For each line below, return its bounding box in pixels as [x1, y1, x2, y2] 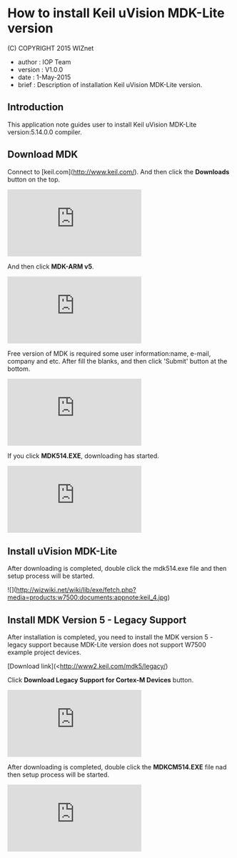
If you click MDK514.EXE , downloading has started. [7, 452, 159, 460]
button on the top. [7, 175, 61, 184]
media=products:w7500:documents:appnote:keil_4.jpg [7, 593, 168, 602]
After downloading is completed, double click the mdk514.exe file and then [7, 564, 227, 573]
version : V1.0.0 [17, 65, 64, 74]
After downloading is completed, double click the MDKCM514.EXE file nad [7, 763, 227, 772]
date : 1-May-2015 [17, 73, 71, 81]
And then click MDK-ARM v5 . [7, 262, 94, 271]
